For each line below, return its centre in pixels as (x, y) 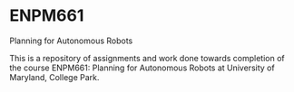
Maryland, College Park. (54, 77)
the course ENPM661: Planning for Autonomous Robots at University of (142, 68)
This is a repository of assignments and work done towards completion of (147, 58)
